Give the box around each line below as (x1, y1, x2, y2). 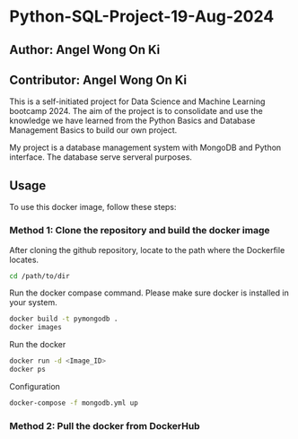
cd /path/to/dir (9, 271, 70, 280)
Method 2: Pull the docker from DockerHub (9, 419, 200, 432)
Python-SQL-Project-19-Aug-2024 (9, 6, 275, 27)
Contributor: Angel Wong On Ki (9, 72, 188, 87)
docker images (9, 323, 63, 332)
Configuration (9, 381, 61, 391)
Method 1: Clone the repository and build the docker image (9, 224, 271, 237)
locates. (9, 254, 39, 265)
